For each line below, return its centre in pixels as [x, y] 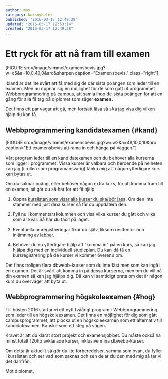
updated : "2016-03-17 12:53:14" [39, 24]
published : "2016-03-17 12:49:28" [42, 19]
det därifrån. [18, 361]
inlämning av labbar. [33, 235]
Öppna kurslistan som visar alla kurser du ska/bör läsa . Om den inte [83, 199]
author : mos [18, 10]
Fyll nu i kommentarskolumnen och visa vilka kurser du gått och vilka [84, 214]
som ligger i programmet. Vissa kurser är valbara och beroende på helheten [84, 163]
